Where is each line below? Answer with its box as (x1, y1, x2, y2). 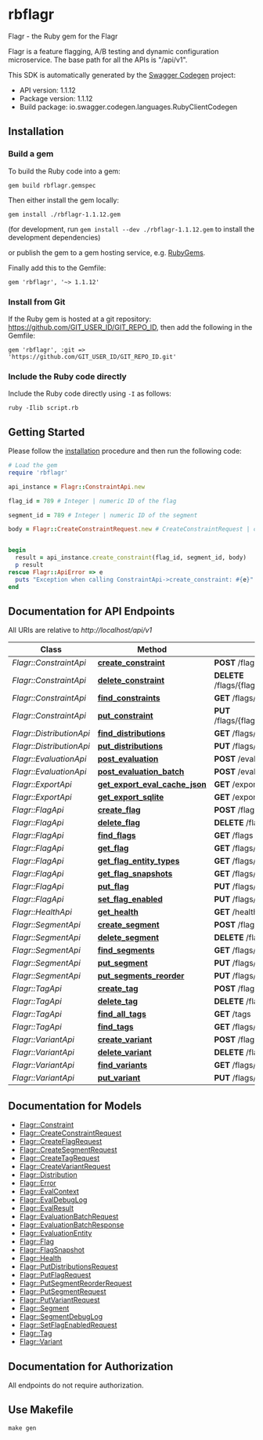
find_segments (97, 945, 155, 956)
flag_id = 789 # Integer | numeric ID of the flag (8, 497, 177, 505)
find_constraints (97, 693, 160, 704)
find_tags (97, 1022, 135, 1032)
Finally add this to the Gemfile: (8, 263, 106, 272)
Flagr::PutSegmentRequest (19, 1287, 106, 1296)
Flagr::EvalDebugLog (19, 1195, 88, 1204)
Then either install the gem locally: (8, 195, 120, 205)
